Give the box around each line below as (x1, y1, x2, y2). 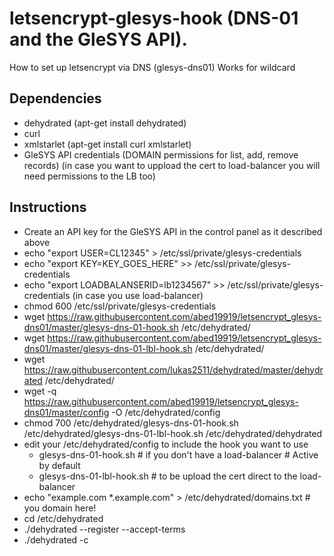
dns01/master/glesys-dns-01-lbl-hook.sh (23, 342, 193, 354)
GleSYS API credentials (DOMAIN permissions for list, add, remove (23, 148, 299, 161)
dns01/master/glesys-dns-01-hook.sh (23, 321, 179, 333)
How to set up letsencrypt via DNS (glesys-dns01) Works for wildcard (9, 61, 296, 73)
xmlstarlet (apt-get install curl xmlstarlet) (23, 138, 192, 150)
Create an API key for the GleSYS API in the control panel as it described (23, 225, 323, 237)
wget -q (23, 385, 57, 397)
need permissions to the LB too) (23, 170, 156, 182)
